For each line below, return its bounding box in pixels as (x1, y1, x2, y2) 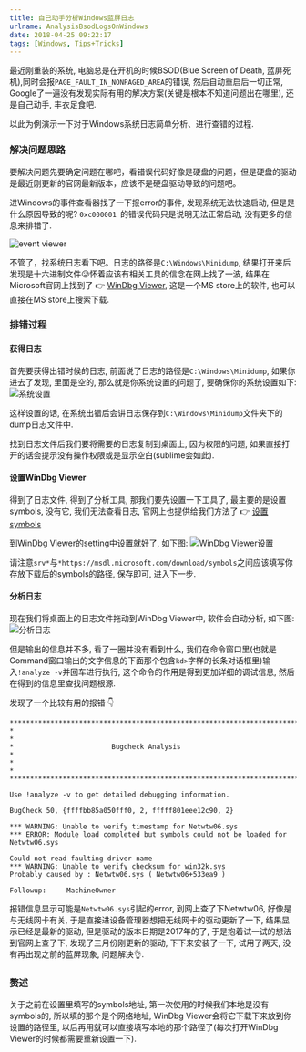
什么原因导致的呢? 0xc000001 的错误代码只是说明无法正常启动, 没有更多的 (9, 208, 285, 219)
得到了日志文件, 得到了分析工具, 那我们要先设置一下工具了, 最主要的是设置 (9, 494, 287, 505)
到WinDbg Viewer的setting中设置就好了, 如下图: (9, 537, 189, 548)
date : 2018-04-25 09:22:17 (9, 30, 112, 39)
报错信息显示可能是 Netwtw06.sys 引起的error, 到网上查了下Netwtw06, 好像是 (9, 903, 292, 914)
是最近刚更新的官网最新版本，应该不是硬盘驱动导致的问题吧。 (9, 177, 241, 188)
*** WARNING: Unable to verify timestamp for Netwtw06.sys (9, 822, 239, 831)
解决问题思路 (9, 143, 66, 156)
